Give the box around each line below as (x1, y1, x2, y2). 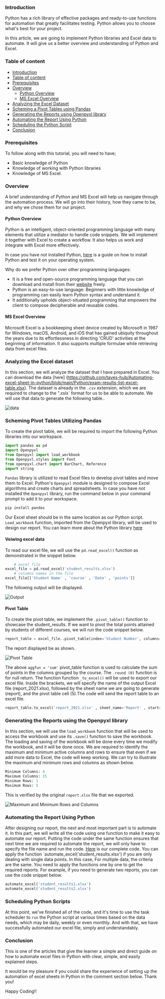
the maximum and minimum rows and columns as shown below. (5, 760, 134, 766)
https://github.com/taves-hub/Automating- (67, 374, 154, 380)
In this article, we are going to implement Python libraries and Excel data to (5, 35, 157, 41)
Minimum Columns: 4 (5, 769, 45, 774)
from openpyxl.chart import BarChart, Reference (5, 462, 107, 466)
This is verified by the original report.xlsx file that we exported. (5, 792, 135, 798)
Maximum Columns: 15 (5, 774, 48, 779)
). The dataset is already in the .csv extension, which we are (24, 385, 146, 391)
